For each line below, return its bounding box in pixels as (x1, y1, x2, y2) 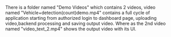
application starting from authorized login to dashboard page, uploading (5, 15, 157, 21)
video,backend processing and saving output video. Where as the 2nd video (5, 20, 166, 26)
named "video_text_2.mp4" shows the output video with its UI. (5, 26, 136, 32)
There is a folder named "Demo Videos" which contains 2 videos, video (5, 5, 156, 10)
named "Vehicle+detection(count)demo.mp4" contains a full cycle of (5, 10, 151, 16)
